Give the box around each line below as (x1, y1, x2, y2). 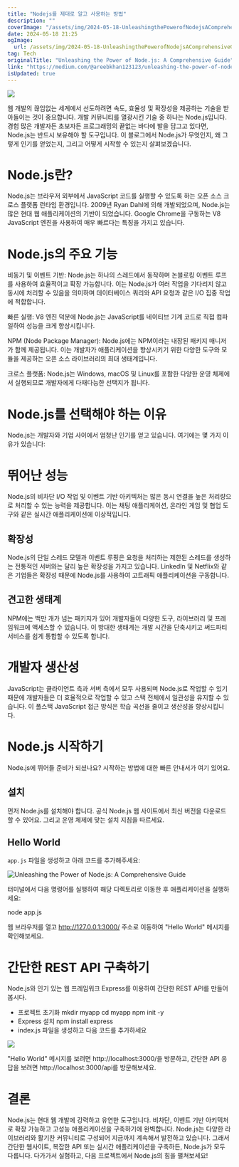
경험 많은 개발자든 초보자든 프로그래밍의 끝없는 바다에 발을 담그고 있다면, (7, 122, 208, 130)
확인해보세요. (7, 931, 44, 940)
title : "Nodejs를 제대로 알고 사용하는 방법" (7, 10, 127, 18)
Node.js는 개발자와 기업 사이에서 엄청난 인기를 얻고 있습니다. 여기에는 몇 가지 (7, 431, 222, 440)
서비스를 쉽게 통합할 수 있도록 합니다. (7, 631, 110, 640)
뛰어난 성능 (7, 468, 68, 484)
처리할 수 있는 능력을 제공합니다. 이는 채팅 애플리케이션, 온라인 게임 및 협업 (14, 501, 222, 509)
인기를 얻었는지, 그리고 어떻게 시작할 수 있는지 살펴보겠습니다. (20, 139, 192, 148)
